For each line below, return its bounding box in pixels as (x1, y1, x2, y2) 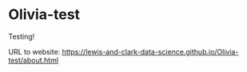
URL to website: (8, 47, 61, 56)
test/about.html (8, 55, 58, 65)
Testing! (8, 32, 35, 41)
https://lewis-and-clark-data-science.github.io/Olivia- (62, 47, 239, 56)
